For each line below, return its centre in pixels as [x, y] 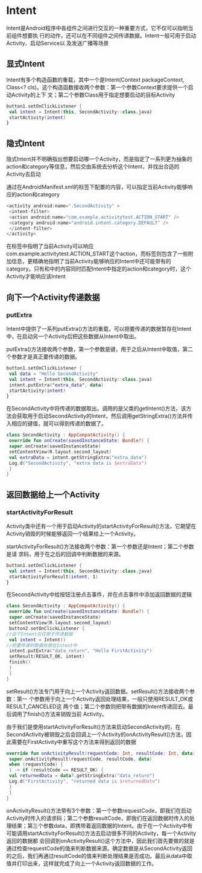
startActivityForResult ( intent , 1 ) [53, 577]
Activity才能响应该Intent [36, 277]
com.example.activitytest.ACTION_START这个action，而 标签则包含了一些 [97, 254]
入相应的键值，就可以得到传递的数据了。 [56, 424]
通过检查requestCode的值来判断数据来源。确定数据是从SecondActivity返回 [99, 848]
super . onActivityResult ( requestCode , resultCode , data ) [80, 759]
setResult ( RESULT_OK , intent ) [47, 657]
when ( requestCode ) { [36, 764]
